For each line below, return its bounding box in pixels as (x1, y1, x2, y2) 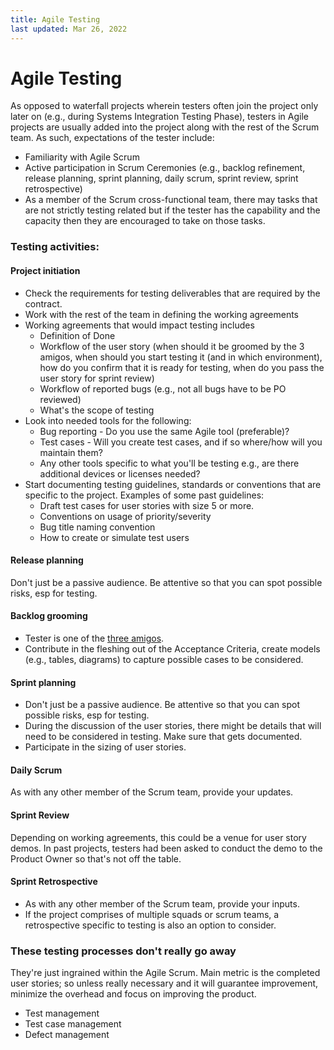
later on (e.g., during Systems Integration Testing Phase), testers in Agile (10, 111, 310, 123)
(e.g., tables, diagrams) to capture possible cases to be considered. (24, 653, 304, 665)
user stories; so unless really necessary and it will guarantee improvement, (10, 977, 319, 990)
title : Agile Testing (10, 14, 101, 25)
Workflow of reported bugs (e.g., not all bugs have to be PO (39, 382, 287, 395)
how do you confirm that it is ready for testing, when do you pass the (39, 361, 325, 373)
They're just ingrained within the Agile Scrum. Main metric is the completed (10, 967, 321, 979)
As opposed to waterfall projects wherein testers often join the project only (10, 100, 319, 112)
